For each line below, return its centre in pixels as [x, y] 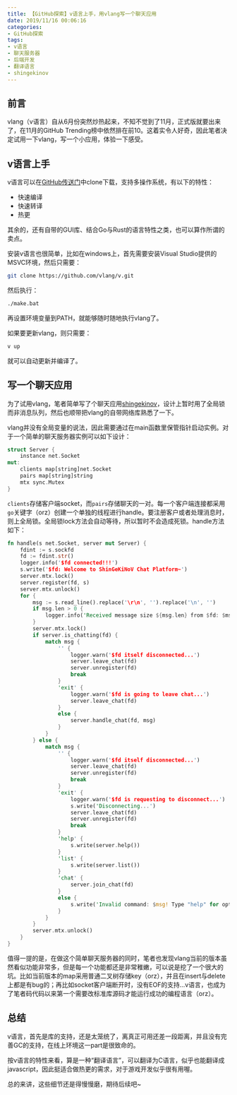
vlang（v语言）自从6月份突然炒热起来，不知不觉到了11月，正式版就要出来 [114, 122]
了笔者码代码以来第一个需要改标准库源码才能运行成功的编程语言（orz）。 [113, 993]
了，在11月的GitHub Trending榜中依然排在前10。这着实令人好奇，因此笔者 [114, 131]
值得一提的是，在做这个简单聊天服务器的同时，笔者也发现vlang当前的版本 [114, 958]
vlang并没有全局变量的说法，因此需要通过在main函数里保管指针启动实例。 [115, 427]
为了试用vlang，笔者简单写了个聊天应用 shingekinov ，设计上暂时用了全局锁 [116, 403]
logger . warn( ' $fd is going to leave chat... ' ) [140, 694]
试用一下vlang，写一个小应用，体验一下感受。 [80, 139]
